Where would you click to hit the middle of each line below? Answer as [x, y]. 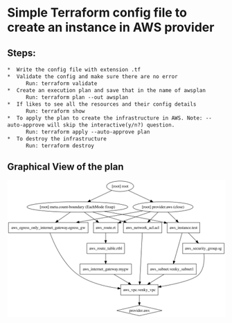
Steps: [21, 53]
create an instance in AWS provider [111, 27]
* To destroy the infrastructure [57, 139]
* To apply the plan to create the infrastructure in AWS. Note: [105, 118]
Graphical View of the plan [65, 167]
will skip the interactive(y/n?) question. [111, 125]
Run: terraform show [55, 111]
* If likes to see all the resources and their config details [102, 104]
